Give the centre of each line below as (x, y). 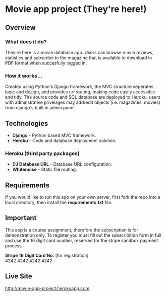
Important (21, 218)
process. (14, 246)
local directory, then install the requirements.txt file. (59, 203)
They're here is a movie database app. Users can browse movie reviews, (79, 52)
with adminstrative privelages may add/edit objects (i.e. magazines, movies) (83, 102)
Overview (21, 28)
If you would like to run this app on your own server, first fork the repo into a (83, 197)
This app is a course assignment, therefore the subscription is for (72, 230)
